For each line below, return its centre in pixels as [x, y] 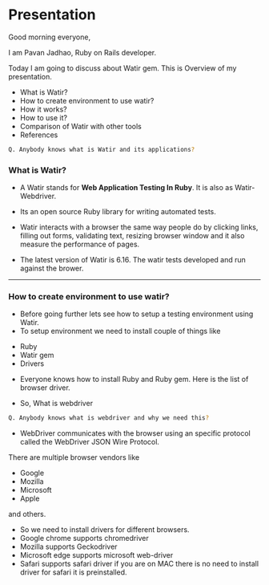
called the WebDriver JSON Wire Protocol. [90, 442]
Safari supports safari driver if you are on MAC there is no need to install [139, 564]
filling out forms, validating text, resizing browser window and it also [132, 236]
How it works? [43, 109]
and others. [27, 514]
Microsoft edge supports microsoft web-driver [96, 555]
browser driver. [45, 388]
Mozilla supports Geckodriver [68, 546]
